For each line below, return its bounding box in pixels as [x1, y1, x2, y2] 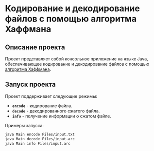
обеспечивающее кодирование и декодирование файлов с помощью [5, 61, 150, 67]
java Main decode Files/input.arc [5, 136, 75, 141]
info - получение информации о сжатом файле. [12, 113, 112, 119]
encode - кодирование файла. [12, 103, 72, 109]
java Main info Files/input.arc [5, 141, 70, 146]
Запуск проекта [5, 80, 56, 89]
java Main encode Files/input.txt [5, 132, 75, 137]
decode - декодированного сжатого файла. [12, 108, 100, 113]
